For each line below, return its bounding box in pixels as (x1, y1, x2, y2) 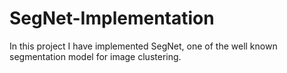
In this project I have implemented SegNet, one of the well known (9, 40, 278, 52)
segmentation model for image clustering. (9, 50, 182, 62)
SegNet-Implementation (9, 7, 215, 30)
